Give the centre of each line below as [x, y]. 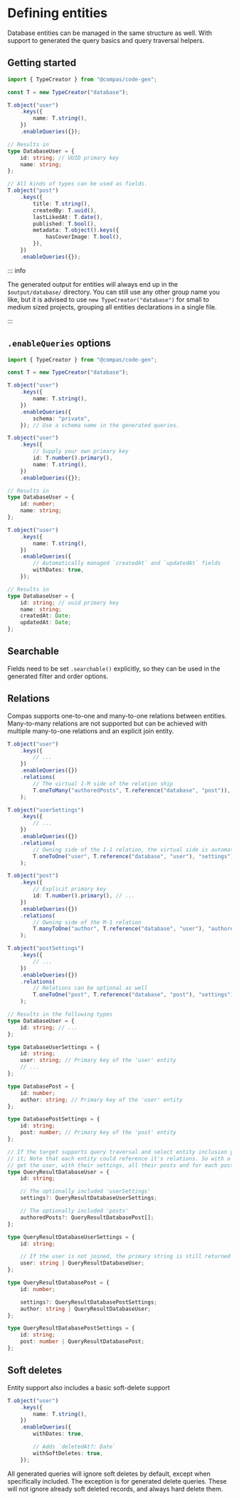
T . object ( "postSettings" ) [46, 949]
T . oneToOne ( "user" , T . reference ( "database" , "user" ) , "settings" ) [133, 856]
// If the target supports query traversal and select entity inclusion [117, 1152]
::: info [17, 270]
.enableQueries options [59, 343]
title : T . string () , [62, 204]
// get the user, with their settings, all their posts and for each [113, 1165]
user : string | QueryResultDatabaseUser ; [82, 1263]
